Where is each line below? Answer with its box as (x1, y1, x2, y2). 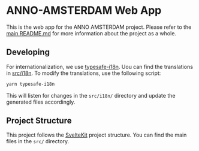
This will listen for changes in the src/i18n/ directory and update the (6, 92, 176, 99)
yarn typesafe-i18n (6, 81, 55, 87)
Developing (6, 47, 50, 58)
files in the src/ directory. (6, 138, 70, 145)
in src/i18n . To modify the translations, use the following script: (6, 70, 161, 77)
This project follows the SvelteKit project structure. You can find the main (6, 131, 187, 138)
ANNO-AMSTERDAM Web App (6, 4, 162, 17)
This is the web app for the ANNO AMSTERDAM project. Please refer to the (6, 23, 192, 31)
